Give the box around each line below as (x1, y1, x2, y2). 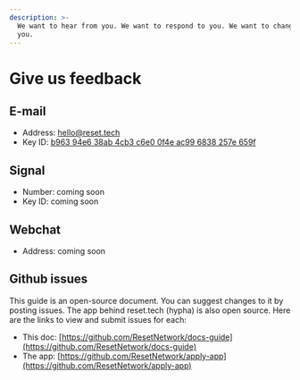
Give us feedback (9, 68, 142, 89)
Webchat (9, 222, 61, 237)
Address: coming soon (21, 246, 105, 256)
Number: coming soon (21, 187, 105, 198)
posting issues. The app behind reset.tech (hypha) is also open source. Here (9, 305, 291, 316)
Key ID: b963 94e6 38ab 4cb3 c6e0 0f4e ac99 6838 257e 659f (21, 137, 256, 148)
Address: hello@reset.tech (21, 127, 121, 139)
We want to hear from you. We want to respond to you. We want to (17, 21, 270, 30)
